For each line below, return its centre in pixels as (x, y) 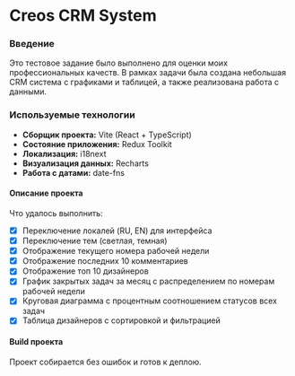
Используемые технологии (73, 115)
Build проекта (36, 342)
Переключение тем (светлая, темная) (95, 241)
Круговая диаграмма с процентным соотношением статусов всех (150, 301)
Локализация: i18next (64, 153)
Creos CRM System (83, 16)
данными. (28, 92)
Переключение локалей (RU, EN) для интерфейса (117, 231)
